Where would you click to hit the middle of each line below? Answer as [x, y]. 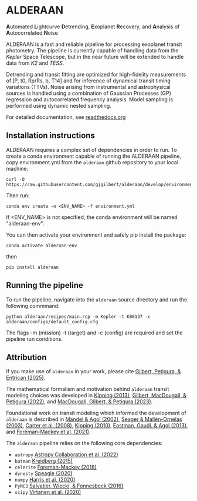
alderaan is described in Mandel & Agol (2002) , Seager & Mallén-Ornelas [94, 419]
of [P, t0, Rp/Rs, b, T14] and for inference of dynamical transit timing [89, 81]
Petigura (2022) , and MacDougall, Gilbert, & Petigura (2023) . [79, 402]
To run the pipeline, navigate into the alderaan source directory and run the [97, 299]
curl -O [16, 179]
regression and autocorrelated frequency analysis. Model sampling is [90, 99]
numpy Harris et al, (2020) [45, 480]
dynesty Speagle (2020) [43, 473]
